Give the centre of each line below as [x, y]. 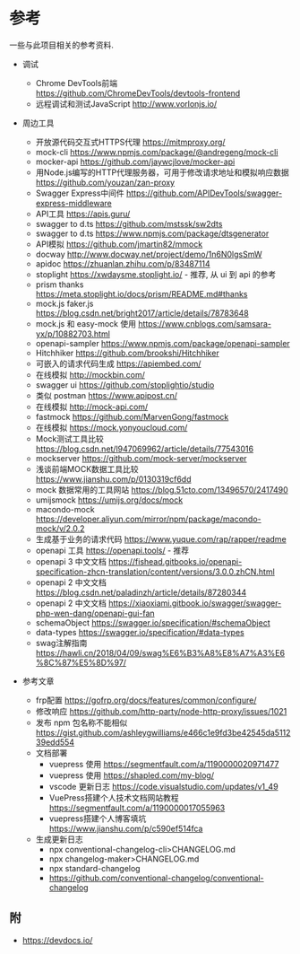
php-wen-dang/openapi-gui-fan [95, 613]
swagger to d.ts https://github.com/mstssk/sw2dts [129, 223]
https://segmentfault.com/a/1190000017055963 [137, 808]
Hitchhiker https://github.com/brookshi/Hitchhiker [127, 353]
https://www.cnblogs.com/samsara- [205, 323]
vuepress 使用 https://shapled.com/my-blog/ [132, 775]
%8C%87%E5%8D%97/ [81, 662]
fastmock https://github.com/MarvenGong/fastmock [132, 416]
